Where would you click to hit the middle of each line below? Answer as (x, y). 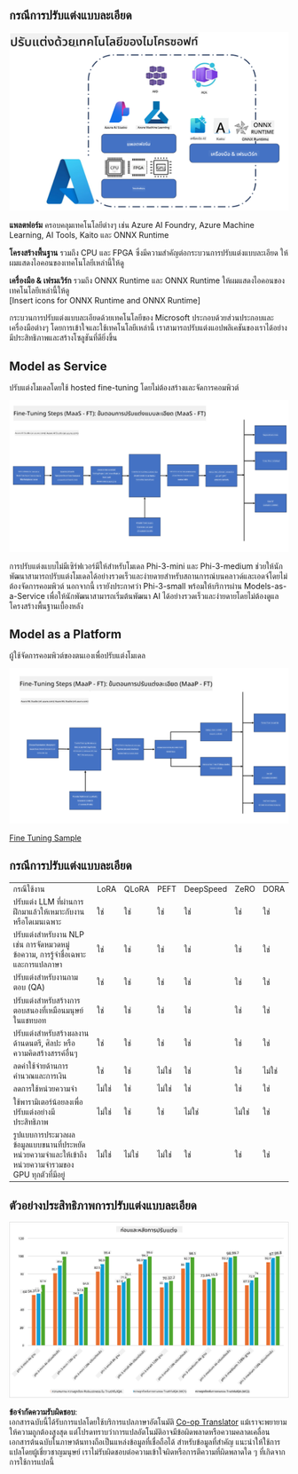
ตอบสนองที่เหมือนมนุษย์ (48, 1010)
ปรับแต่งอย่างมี (34, 1111)
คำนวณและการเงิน (40, 1076)
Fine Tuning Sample (45, 838)
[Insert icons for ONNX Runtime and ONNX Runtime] (105, 301)
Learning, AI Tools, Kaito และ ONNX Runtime (89, 235)
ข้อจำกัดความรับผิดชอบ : (43, 1412)
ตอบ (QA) (29, 987)
